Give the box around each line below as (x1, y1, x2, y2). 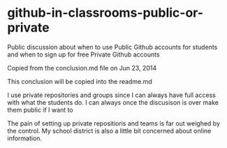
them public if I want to (7, 105, 73, 114)
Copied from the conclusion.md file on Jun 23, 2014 (7, 64, 157, 72)
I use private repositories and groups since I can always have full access (7, 91, 217, 99)
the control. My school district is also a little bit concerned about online (7, 126, 212, 135)
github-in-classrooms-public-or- (7, 5, 204, 21)
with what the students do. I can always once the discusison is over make (7, 98, 219, 106)
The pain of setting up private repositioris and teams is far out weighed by (7, 119, 221, 127)
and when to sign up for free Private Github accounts (7, 50, 160, 59)
